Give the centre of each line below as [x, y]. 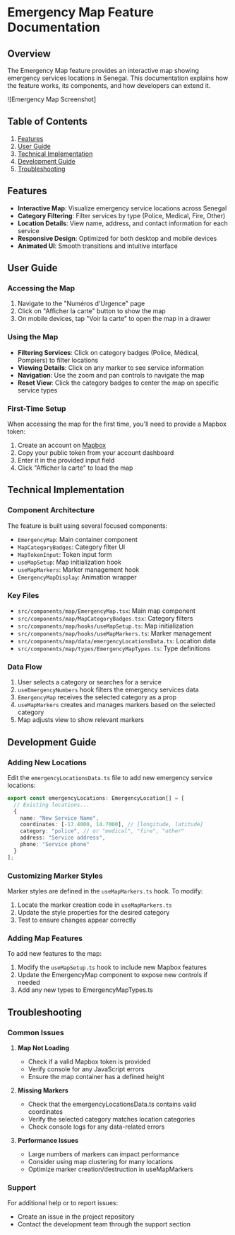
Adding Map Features [45, 938]
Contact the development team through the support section [104, 1224]
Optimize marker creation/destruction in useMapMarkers [110, 1169]
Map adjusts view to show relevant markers [81, 720]
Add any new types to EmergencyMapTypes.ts [85, 990]
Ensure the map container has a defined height [96, 1076]
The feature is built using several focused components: [88, 526]
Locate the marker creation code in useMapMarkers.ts [95, 905]
